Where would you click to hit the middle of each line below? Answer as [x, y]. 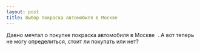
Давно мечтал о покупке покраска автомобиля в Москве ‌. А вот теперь [100, 35]
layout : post [23, 12]
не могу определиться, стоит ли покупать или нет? [73, 41]
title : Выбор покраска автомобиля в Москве [62, 18]
